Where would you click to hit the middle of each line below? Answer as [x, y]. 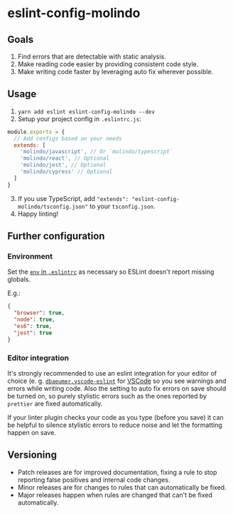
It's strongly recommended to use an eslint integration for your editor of [112, 373]
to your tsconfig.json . [123, 206]
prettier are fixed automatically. [55, 404]
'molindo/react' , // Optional [65, 158]
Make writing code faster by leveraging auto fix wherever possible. [115, 72]
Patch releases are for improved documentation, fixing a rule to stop [117, 472]
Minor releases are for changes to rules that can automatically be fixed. [122, 487]
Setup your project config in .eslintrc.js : [80, 118]
